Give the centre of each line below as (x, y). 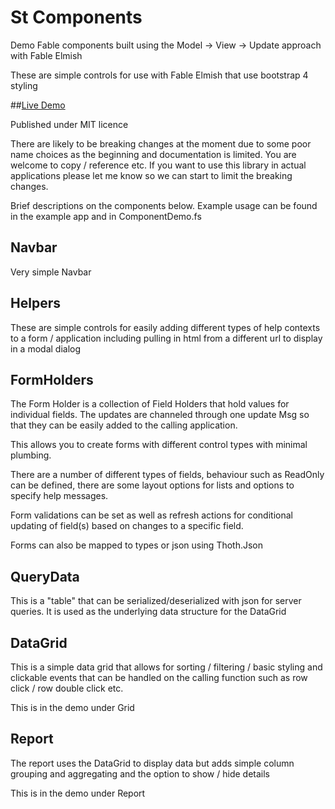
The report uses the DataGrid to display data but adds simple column (152, 763)
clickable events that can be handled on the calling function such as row (159, 677)
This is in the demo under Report (78, 793)
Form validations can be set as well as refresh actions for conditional (151, 515)
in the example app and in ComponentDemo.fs (106, 216)
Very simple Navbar (51, 272)
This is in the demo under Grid (72, 707)
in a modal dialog (46, 348)
